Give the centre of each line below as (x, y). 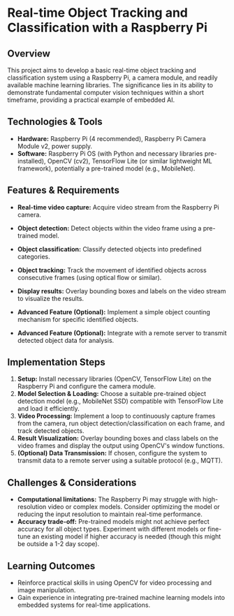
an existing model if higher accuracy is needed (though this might (127, 536)
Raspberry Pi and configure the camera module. (86, 386)
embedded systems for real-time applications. (84, 605)
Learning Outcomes (51, 566)
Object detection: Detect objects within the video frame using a (109, 228)
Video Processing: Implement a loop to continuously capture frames (116, 416)
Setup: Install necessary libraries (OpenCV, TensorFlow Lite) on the (114, 379)
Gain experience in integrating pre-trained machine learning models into (121, 598)
